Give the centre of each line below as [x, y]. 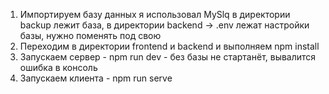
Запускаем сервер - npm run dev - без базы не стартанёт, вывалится [168, 57]
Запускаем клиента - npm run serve [96, 78]
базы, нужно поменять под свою [90, 35]
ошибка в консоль [58, 67]
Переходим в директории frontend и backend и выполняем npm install [169, 46]
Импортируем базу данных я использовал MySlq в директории [155, 14]
